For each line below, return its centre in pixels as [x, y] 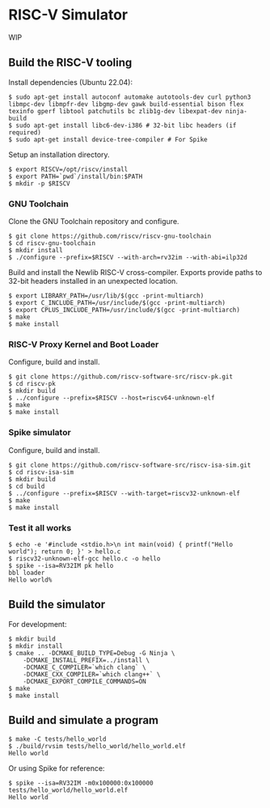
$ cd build [27, 486]
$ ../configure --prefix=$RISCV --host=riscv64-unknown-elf [112, 398]
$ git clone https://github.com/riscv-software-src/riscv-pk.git [120, 377]
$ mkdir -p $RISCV [39, 184]
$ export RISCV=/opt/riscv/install [68, 169]
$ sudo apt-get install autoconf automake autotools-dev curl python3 [130, 97]
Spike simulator [40, 433]
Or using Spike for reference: [57, 768]
